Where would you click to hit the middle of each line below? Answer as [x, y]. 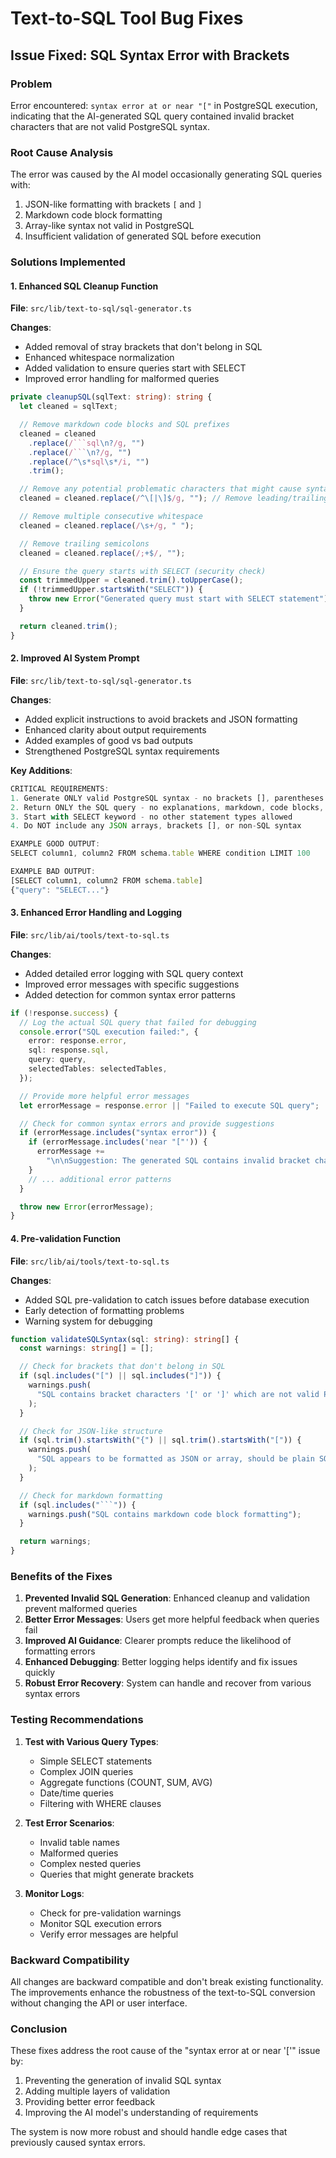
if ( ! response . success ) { [64, 1013]
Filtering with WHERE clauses [100, 1803]
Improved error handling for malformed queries [122, 379]
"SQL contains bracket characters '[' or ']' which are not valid [178, 1394]
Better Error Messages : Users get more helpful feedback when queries [172, 1619]
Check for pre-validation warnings [110, 1913]
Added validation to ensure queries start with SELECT [135, 368]
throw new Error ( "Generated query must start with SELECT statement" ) [178, 599]
